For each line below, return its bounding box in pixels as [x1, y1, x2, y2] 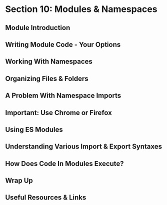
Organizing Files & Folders [5, 74, 88, 83]
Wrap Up [5, 176, 33, 185]
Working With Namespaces [5, 57, 92, 66]
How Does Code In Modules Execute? [5, 159, 124, 168]
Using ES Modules [5, 125, 63, 133]
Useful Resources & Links [5, 193, 86, 202]
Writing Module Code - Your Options [5, 40, 121, 48]
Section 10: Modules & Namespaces [5, 3, 157, 15]
